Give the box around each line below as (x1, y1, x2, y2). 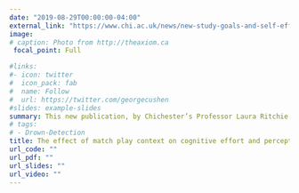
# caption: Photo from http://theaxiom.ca (9, 37, 169, 47)
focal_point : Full (12, 46, 82, 55)
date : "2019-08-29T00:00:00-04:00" (9, 12, 141, 22)
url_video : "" (9, 170, 62, 179)
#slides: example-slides (9, 103, 101, 112)
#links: (9, 62, 38, 71)
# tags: (9, 120, 38, 129)
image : (9, 29, 34, 38)
